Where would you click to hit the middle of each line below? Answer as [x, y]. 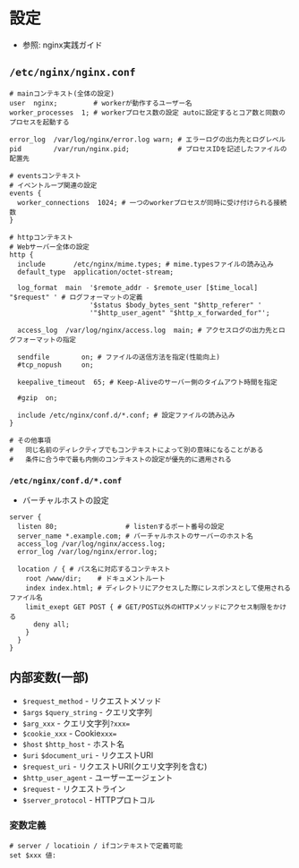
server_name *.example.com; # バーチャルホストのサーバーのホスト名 [135, 536]
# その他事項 [30, 440]
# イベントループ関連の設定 [53, 185]
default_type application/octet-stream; [96, 272]
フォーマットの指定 [46, 340]
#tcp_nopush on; [56, 365]
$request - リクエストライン [74, 788]
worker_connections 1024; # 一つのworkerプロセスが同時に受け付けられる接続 [152, 202]
